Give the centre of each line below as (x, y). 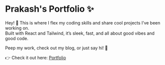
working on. (17, 28)
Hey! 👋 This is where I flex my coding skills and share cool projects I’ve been (83, 22)
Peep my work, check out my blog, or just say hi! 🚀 (57, 48)
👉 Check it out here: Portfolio (36, 58)
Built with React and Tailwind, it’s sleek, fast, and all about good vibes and (80, 33)
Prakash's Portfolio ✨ (50, 9)
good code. (17, 38)
